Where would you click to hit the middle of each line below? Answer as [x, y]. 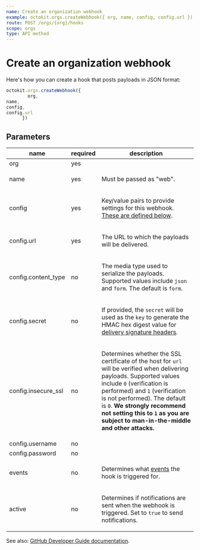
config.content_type [37, 277]
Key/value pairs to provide [138, 201]
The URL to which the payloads [145, 237]
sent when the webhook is [138, 505]
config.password [33, 454]
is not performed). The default [144, 398]
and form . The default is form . [142, 288]
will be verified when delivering [145, 369]
